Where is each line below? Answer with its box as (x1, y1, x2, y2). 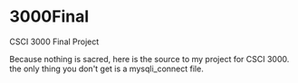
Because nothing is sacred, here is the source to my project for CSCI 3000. (9, 53, 290, 64)
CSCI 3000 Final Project (9, 36, 100, 47)
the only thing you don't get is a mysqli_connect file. (9, 63, 204, 74)
